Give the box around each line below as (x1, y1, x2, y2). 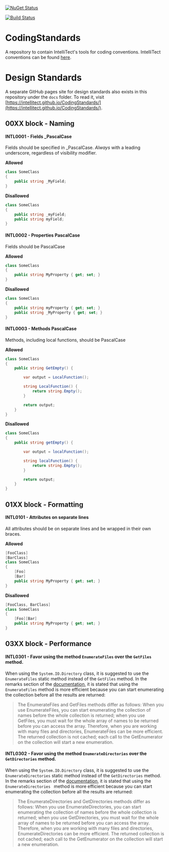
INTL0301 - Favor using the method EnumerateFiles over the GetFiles (5, 654, 152, 660)
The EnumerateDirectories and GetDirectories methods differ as (17, 798, 150, 805)
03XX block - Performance (5, 640, 92, 648)
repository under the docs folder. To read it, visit (5, 94, 104, 100)
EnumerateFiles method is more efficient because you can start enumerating (5, 686, 164, 693)
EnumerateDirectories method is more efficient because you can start (5, 783, 152, 789)
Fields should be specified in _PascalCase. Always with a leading (5, 144, 141, 151)
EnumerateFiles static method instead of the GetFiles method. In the (5, 675, 147, 681)
